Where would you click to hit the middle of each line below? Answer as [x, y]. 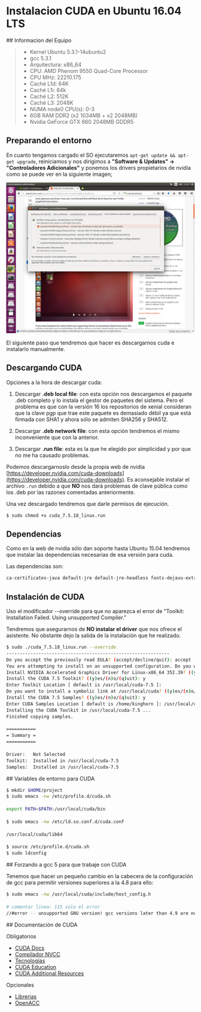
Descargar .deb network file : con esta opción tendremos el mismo [97, 431]
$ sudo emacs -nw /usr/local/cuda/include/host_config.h [79, 894]
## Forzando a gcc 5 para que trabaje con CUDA [66, 865]
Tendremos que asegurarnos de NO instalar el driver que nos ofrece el [94, 629]
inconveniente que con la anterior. [57, 437]
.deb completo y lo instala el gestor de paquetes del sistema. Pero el [99, 400]
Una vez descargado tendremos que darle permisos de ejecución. [88, 504]
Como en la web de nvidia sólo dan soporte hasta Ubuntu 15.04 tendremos [98, 548]
